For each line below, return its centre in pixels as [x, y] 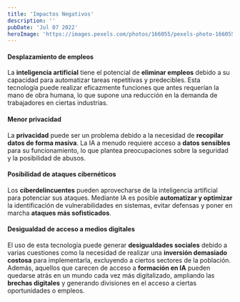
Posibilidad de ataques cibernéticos [62, 174]
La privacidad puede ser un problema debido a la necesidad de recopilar [115, 135]
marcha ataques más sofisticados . [60, 213]
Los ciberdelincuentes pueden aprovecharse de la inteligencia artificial [112, 190]
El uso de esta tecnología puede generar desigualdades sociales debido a [117, 245]
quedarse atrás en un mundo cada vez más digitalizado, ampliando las [111, 276]
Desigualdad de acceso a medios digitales [71, 229]
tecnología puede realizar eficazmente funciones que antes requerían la [113, 88]
